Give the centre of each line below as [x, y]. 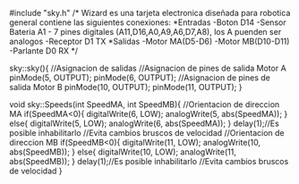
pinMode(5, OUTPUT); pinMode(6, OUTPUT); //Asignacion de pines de [140, 78]
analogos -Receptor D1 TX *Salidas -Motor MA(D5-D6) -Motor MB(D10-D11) [149, 41]
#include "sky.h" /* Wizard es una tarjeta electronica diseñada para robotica [150, 13]
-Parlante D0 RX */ [44, 51]
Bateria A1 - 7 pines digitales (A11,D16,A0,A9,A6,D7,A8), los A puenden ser [145, 32]
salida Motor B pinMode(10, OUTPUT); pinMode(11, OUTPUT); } [126, 87]
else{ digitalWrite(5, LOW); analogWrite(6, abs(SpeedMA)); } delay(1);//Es [144, 123]
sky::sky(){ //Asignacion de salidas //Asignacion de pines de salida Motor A [148, 68]
